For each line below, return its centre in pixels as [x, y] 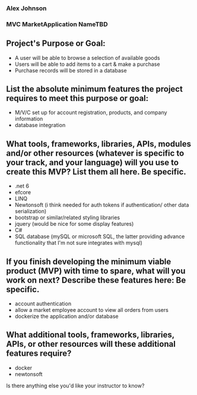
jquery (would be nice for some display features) [74, 224]
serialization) [31, 211]
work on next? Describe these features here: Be [96, 280]
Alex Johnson [26, 8]
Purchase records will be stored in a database [71, 70]
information [29, 119]
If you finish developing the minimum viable [89, 262]
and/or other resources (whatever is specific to [95, 153]
